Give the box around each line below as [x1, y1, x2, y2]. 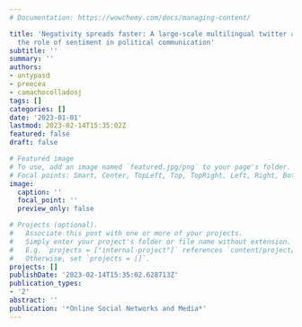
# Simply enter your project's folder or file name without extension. [9, 237, 292, 246]
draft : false [9, 138, 58, 147]
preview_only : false [17, 204, 94, 214]
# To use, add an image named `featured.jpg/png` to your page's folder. [9, 163, 292, 172]
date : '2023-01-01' [9, 113, 83, 122]
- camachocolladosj [9, 87, 83, 97]
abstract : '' [9, 296, 58, 305]
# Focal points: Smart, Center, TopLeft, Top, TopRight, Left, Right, [9, 171, 280, 180]
